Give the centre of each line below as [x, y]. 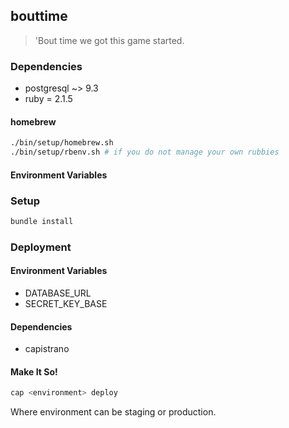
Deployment [41, 247]
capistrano [47, 349]
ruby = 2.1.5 [48, 99]
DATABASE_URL [58, 293]
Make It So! [34, 371]
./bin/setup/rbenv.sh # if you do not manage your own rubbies [145, 152]
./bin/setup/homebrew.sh [62, 143]
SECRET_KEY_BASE [66, 303]
